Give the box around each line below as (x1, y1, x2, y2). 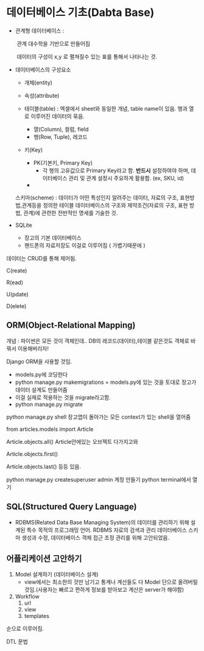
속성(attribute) (24, 92, 60, 99)
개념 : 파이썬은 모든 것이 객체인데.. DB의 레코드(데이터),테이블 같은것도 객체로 (6, 337, 190, 344)
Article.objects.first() (6, 450, 58, 457)
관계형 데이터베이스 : (15, 27, 65, 34)
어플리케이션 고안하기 (6, 553, 82, 564)
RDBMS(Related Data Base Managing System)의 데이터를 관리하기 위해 (15, 518, 190, 526)
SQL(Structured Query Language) (6, 502, 137, 512)
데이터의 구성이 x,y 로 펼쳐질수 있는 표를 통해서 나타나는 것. (16, 53, 157, 60)
